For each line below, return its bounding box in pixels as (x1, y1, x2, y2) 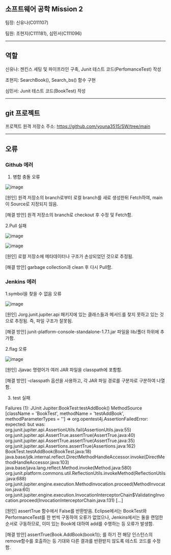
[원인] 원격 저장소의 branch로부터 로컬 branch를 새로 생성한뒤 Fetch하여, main (5, 195, 163, 201)
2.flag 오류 (5, 346, 27, 352)
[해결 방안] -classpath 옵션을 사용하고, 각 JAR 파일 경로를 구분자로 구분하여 (5, 378, 156, 384)
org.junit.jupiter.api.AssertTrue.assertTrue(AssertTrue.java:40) (5, 432, 136, 438)
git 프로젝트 (5, 109, 40, 118)
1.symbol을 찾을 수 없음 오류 (5, 291, 62, 297)
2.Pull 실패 (5, 223, 27, 229)
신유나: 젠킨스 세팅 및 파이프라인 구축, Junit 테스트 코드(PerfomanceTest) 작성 (5, 66, 161, 72)
